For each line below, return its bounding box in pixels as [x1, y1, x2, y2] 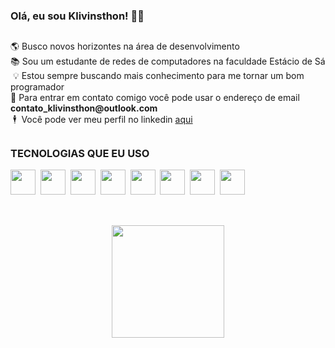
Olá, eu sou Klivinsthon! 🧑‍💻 [10, 9, 145, 23]
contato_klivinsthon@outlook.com [10, 102, 158, 114]
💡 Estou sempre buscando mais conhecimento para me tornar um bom [12, 70, 305, 82]
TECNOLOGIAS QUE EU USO [10, 146, 150, 160]
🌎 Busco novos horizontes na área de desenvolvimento [10, 40, 240, 53]
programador [10, 81, 65, 93]
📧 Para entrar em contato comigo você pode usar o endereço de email [10, 92, 300, 104]
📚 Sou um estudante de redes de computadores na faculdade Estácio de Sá [10, 55, 326, 68]
